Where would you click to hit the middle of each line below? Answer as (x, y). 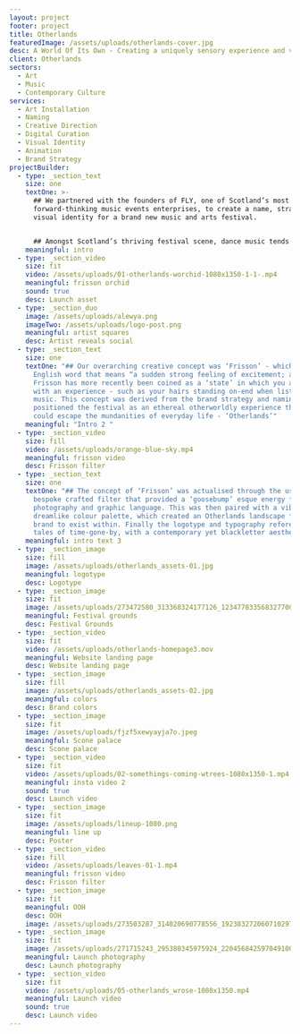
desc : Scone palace (62, 749)
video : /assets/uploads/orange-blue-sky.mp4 (109, 449)
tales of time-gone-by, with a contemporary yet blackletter (149, 533)
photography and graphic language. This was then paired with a (155, 508)
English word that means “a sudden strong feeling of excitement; (159, 374)
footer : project (39, 26)
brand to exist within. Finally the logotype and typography (149, 525)
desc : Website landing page (77, 666)
